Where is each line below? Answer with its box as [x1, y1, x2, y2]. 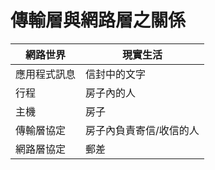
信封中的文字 [85, 67, 147, 81]
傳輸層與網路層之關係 [10, 9, 187, 32]
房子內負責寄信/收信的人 [85, 123, 200, 137]
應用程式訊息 [15, 67, 77, 81]
